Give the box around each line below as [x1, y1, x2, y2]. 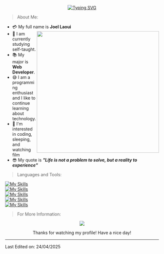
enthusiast [12, 90, 33, 95]
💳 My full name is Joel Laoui [12, 24, 72, 30]
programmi [12, 80, 35, 85]
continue [12, 100, 30, 106]
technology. [12, 116, 37, 121]
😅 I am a [12, 74, 30, 80]
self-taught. [12, 46, 36, 52]
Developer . [12, 69, 35, 75]
